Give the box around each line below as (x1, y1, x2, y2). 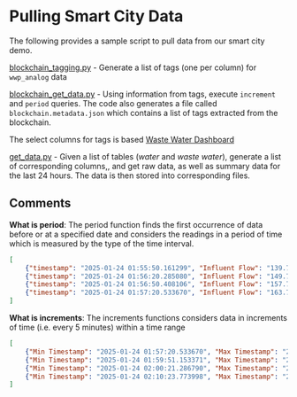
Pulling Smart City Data (9, 6, 184, 27)
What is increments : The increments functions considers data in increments (9, 313, 287, 323)
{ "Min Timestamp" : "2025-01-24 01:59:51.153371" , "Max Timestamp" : (25, 355, 278, 364)
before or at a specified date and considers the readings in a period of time (9, 229, 283, 239)
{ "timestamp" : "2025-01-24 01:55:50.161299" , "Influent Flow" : (25, 263, 263, 272)
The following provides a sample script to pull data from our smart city (9, 35, 265, 46)
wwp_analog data (9, 71, 68, 82)
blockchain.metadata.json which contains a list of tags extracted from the (9, 107, 278, 118)
